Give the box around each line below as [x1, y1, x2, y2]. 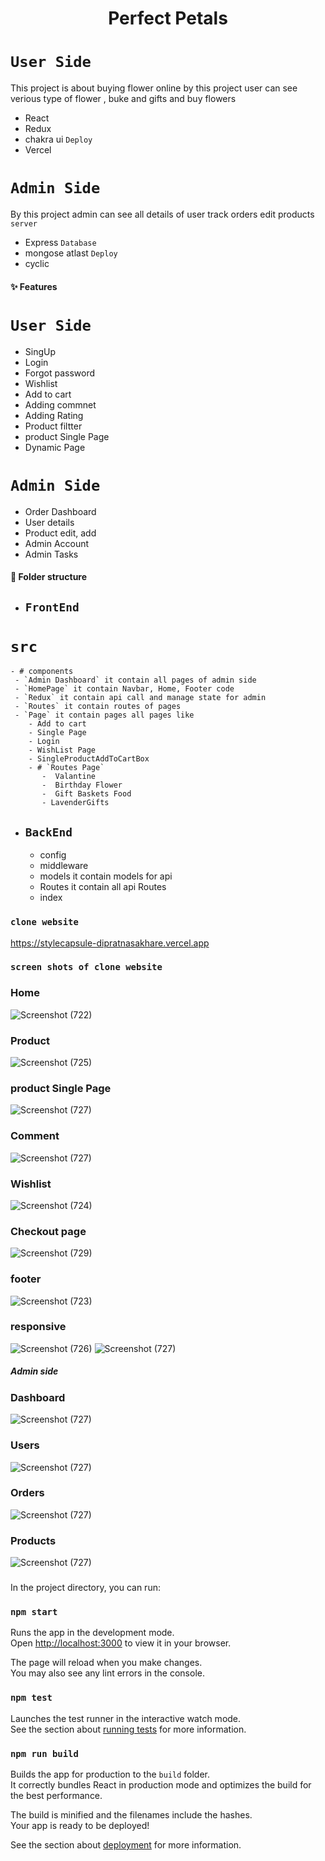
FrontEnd [24, 600, 80, 614]
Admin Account [24, 537, 90, 549]
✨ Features [10, 280, 58, 292]
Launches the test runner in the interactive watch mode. [10, 1712, 242, 1724]
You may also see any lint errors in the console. [10, 1667, 205, 1679]
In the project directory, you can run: [10, 1582, 161, 1594]
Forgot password [24, 367, 95, 379]
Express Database [24, 237, 97, 249]
